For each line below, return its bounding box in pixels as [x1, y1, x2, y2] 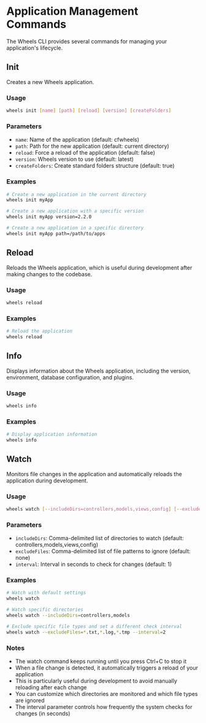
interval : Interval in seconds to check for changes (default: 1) [15, 560, 172, 568]
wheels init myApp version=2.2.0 [6, 214, 92, 220]
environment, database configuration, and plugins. [6, 373, 134, 381]
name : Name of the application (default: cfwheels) [15, 136, 140, 144]
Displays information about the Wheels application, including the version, [6, 367, 191, 374]
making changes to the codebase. [6, 270, 93, 277]
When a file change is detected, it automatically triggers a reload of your [15, 664, 198, 671]
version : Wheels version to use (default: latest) [15, 155, 134, 163]
